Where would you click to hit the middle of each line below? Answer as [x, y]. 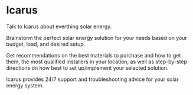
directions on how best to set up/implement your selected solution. [87, 67]
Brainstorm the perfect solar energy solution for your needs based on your [97, 38]
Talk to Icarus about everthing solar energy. [59, 26]
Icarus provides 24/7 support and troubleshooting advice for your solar [92, 79]
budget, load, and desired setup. [46, 44]
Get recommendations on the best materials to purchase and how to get [94, 55]
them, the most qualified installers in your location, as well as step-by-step [97, 62]
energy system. [25, 85]
